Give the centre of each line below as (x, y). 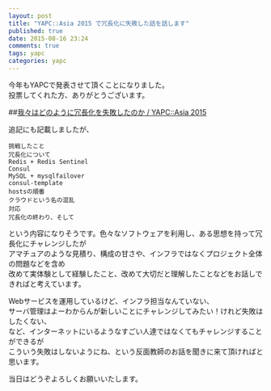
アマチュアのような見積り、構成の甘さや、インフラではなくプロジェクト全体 (135, 253)
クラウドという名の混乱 (42, 200)
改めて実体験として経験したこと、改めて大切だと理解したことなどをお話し (132, 273)
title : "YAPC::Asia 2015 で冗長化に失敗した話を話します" (99, 23)
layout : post (30, 16)
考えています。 (61, 284)
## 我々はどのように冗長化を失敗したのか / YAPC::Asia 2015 (108, 112)
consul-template (36, 183)
